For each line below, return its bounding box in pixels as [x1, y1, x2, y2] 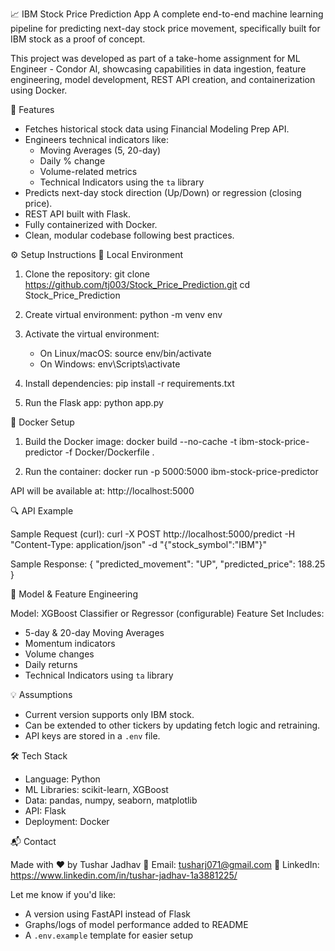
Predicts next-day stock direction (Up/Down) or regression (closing [24, 187, 302, 198]
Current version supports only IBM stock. [24, 709, 195, 720]
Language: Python [24, 773, 101, 785]
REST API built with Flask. [24, 208, 132, 220]
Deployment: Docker [24, 816, 110, 827]
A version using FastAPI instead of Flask [24, 908, 191, 920]
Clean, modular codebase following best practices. [24, 229, 235, 241]
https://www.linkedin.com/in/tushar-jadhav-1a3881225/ [10, 869, 238, 881]
